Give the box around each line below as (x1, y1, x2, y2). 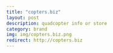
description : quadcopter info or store (6, 20, 108, 26)
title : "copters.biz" (6, 9, 61, 15)
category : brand (6, 26, 47, 32)
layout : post (6, 15, 39, 21)
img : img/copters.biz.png (6, 32, 72, 38)
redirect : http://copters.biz (6, 37, 83, 43)
